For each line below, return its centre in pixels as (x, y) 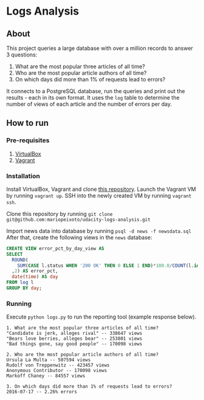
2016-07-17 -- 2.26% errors (42, 392)
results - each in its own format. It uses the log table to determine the (93, 98)
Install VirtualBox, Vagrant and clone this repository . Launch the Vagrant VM (101, 189)
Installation (23, 176)
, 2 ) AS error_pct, (35, 271)
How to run (28, 123)
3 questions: (22, 55)
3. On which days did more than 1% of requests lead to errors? (89, 387)
